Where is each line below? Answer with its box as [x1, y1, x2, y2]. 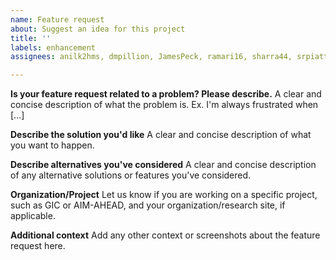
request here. [10, 240, 66, 252]
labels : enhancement [10, 42, 97, 53]
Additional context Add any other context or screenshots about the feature [10, 229, 321, 241]
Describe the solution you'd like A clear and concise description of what [10, 129, 312, 141]
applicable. [10, 210, 56, 222]
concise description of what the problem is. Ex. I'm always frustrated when [10, 99, 319, 111]
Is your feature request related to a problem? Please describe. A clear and [10, 88, 322, 100]
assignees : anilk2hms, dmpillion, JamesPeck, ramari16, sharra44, [10, 52, 293, 62]
